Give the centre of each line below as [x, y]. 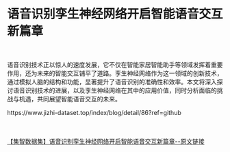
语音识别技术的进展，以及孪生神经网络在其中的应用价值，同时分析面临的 [115, 90]
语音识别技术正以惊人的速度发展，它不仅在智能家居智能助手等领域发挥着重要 [115, 64]
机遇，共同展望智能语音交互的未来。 [70, 99]
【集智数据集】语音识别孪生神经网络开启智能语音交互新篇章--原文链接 [106, 141]
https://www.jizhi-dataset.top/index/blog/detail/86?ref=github [94, 112]
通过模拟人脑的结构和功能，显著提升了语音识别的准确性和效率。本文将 [106, 81]
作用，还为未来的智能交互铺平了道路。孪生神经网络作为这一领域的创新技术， [115, 73]
